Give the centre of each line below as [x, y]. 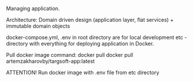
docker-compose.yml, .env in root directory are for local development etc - [97, 37]
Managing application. [33, 8]
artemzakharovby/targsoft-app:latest [50, 61]
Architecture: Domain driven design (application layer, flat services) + [90, 20]
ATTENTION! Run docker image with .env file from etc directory [83, 72]
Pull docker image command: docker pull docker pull [70, 55]
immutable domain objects [38, 26]
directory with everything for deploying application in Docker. [80, 44]
